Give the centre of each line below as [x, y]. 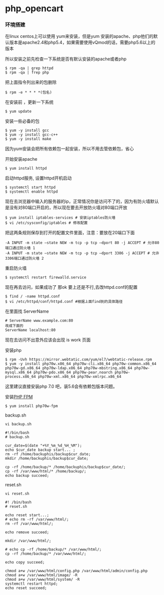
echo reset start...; [27, 515]
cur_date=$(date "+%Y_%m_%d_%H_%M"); [44, 446]
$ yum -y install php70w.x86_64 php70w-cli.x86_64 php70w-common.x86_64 [81, 364]
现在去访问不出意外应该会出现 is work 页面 [48, 340]
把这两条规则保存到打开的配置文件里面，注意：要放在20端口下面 [70, 233]
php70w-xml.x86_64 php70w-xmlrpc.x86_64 [80, 377]
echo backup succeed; [27, 476]
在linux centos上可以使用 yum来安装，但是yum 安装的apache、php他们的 [79, 36]
